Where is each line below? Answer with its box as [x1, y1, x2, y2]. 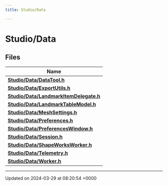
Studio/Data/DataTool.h [7, 76, 65, 83]
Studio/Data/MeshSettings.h [7, 108, 77, 115]
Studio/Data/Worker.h [7, 157, 61, 164]
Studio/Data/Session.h [7, 133, 63, 140]
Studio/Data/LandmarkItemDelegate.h [7, 92, 100, 99]
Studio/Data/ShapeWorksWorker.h [7, 141, 92, 148]
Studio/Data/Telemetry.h [7, 149, 68, 156]
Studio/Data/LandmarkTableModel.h [7, 100, 96, 107]
